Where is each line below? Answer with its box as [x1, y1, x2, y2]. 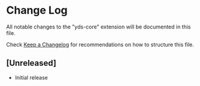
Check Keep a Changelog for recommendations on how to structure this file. [6, 41, 195, 48]
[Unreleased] [6, 58, 57, 68]
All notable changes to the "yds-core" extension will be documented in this [6, 23, 191, 30]
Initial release [14, 74, 48, 81]
